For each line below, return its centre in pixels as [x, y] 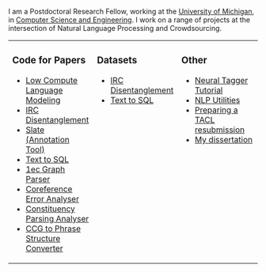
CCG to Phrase [53, 229]
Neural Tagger [222, 80]
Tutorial [209, 90]
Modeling [43, 100]
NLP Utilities [218, 100]
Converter [44, 248]
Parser [38, 179]
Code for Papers [49, 60]
